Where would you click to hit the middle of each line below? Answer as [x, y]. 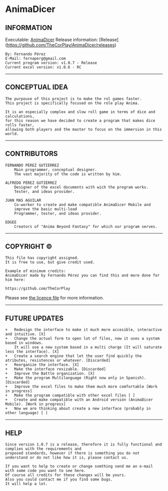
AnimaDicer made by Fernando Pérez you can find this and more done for [82, 275]
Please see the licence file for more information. [54, 298]
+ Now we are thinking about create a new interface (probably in [78, 408]
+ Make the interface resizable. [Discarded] [56, 369]
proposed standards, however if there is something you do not [72, 453]
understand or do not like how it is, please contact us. [67, 458]
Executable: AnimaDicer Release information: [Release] [62, 39]
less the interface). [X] [32, 352]
